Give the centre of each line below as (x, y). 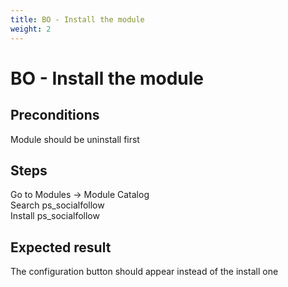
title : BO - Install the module (77, 19)
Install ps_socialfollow (55, 216)
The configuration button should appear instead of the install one (144, 272)
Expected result (61, 247)
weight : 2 (31, 29)
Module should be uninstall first (75, 139)
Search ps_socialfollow (57, 205)
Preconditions (55, 115)
